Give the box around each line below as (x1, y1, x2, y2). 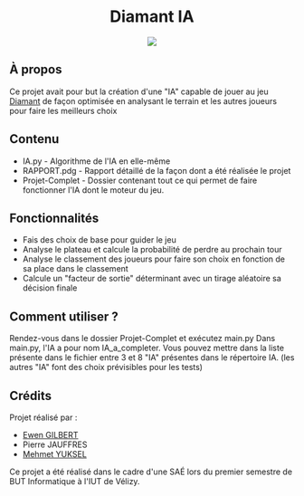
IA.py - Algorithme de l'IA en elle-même (22, 156, 171, 167)
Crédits (9, 387, 52, 404)
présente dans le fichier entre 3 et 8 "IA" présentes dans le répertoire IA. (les (9, 352, 295, 363)
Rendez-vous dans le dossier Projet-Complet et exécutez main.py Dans (9, 333, 276, 344)
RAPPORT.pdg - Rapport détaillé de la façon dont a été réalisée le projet (22, 165, 291, 176)
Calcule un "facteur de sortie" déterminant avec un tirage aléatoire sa (22, 273, 282, 284)
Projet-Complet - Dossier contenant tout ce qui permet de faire (22, 175, 258, 186)
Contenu (9, 131, 60, 147)
